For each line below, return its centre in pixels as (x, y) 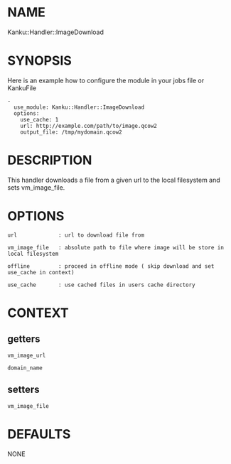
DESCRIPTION (50, 160)
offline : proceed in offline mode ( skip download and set (111, 266)
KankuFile (22, 88)
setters (24, 390)
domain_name (25, 368)
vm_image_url (27, 355)
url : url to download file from (76, 235)
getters (24, 339)
